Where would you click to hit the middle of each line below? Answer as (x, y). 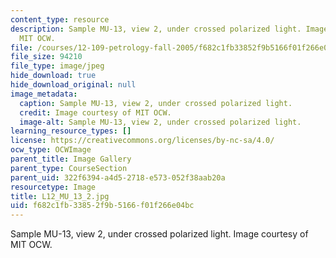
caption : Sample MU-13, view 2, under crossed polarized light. (156, 103)
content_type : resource (60, 19)
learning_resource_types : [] (71, 131)
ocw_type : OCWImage (51, 150)
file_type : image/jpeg (57, 66)
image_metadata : (44, 94)
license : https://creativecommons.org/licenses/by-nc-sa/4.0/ (142, 141)
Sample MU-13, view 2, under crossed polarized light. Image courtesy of (159, 234)
